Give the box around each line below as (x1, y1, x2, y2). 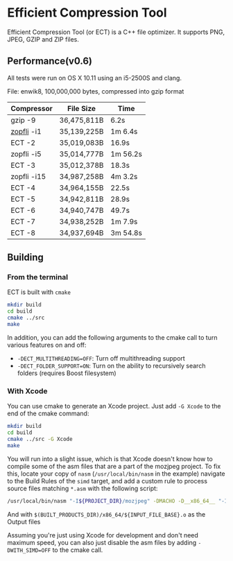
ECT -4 (10, 182, 36, 192)
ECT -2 (10, 137, 36, 147)
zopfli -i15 (10, 171, 46, 181)
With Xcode (7, 386, 48, 396)
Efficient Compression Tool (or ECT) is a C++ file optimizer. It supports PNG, (7, 28, 225, 36)
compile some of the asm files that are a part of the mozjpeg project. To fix (7, 462, 221, 470)
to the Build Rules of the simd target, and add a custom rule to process (7, 476, 208, 485)
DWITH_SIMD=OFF (7, 546, 51, 554)
